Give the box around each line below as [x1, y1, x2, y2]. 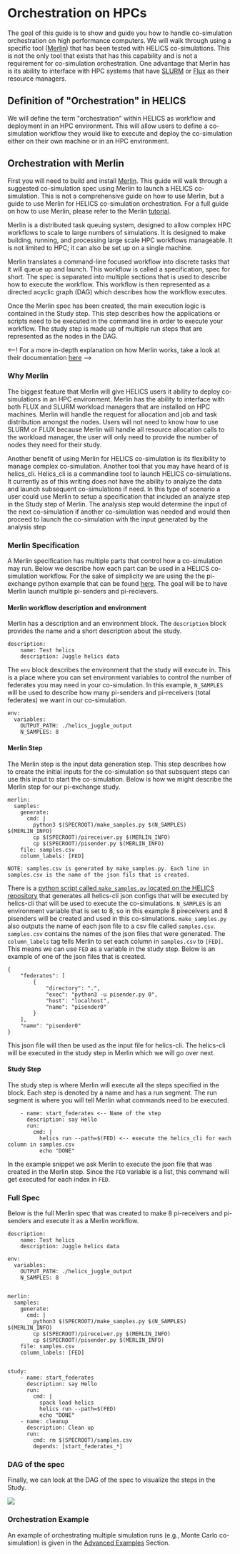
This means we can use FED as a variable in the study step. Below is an [7, 945, 216, 953]
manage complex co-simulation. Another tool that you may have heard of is [7, 462, 229, 470]
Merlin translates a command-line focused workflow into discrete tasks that [7, 257, 230, 266]
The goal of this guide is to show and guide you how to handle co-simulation [7, 29, 233, 37]
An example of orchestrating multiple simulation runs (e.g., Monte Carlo [7, 1530, 218, 1539]
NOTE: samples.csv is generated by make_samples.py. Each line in [7, 865, 209, 872]
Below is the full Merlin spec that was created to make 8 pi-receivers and [7, 1209, 223, 1217]
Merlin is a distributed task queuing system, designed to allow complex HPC [7, 220, 231, 229]
